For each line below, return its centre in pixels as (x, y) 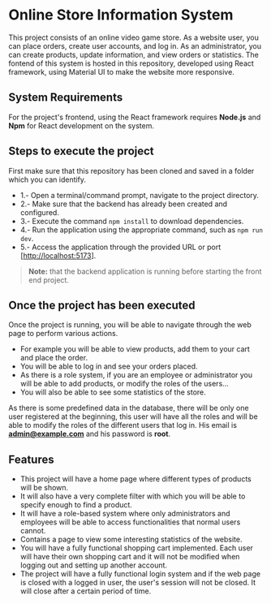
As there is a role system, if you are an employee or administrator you (136, 375)
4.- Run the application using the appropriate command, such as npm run (142, 230)
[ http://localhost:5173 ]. (58, 255)
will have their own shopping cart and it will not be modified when (130, 557)
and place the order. (54, 358)
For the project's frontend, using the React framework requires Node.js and (135, 117)
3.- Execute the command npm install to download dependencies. (132, 221)
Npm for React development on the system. (81, 125)
